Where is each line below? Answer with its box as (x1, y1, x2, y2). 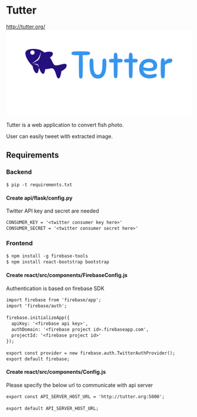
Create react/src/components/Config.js (6, 369, 106, 376)
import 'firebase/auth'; (6, 302, 67, 309)
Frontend (6, 239, 33, 247)
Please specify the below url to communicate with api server (6, 382, 153, 389)
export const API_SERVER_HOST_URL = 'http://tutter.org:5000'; (6, 393, 165, 399)
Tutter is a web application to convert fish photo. (6, 122, 124, 129)
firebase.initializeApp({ (6, 314, 70, 321)
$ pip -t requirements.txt (6, 181, 73, 188)
